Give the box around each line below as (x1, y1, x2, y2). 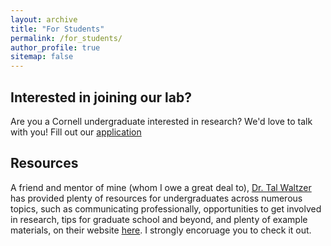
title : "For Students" (10, 24, 105, 34)
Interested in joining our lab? (10, 89, 192, 106)
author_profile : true (10, 42, 101, 53)
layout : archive (10, 14, 78, 25)
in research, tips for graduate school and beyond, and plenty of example (10, 213, 308, 225)
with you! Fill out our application (10, 126, 142, 138)
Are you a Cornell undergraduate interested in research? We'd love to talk (10, 115, 313, 127)
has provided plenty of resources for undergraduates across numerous (10, 192, 303, 204)
